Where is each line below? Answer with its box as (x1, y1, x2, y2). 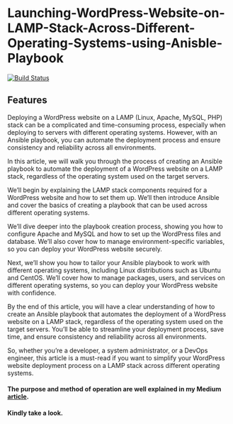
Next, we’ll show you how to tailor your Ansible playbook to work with (7, 258, 210, 267)
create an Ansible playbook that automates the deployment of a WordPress (7, 310, 227, 318)
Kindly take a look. (7, 408, 64, 417)
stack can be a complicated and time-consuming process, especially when (7, 121, 226, 129)
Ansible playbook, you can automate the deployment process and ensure (7, 135, 221, 144)
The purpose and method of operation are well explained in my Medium (7, 385, 222, 394)
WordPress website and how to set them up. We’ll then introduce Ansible (7, 193, 220, 201)
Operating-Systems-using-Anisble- (7, 35, 223, 51)
